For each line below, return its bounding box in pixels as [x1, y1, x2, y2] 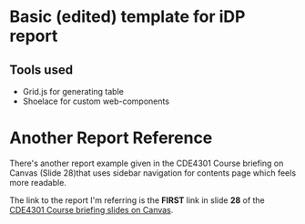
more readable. [9, 177, 66, 188]
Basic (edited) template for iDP [9, 6, 246, 27]
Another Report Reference [9, 127, 213, 148]
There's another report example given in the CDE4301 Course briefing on [9, 158, 284, 168]
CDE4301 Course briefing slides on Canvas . [9, 204, 174, 215]
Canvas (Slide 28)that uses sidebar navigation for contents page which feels [9, 167, 297, 178]
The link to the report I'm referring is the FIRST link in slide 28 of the [9, 194, 266, 206]
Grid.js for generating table [22, 87, 125, 97]
